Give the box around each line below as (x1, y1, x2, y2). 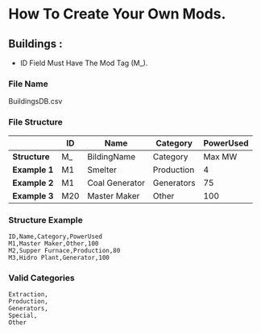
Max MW (203, 150, 238, 162)
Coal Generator (87, 177, 145, 188)
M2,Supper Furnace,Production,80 (8, 246, 121, 254)
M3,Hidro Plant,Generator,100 (8, 253, 110, 261)
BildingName (87, 150, 136, 162)
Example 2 (12, 177, 54, 188)
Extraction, (8, 290, 48, 298)
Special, (8, 311, 38, 320)
